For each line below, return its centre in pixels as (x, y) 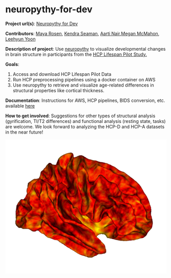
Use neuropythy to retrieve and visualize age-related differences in (83, 85)
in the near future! (24, 132)
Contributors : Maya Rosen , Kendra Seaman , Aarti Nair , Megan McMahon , (82, 33)
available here (20, 105)
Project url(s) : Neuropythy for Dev (42, 24)
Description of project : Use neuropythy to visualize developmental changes (85, 49)
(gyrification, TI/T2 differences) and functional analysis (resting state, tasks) (85, 121)
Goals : (12, 64)
